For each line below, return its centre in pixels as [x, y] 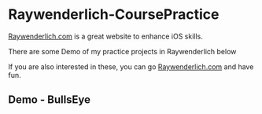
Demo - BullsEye [50, 100]
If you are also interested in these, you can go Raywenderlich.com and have [131, 66]
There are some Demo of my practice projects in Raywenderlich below [122, 51]
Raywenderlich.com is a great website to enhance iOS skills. [105, 36]
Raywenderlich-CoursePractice [114, 15]
